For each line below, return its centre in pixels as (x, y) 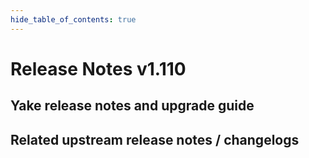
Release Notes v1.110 (98, 68)
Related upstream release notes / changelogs (155, 139)
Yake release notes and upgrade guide (132, 106)
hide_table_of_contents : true (73, 19)
